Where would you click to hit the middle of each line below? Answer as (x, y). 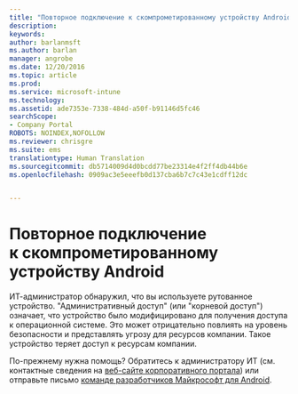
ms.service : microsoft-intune (65, 92)
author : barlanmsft (45, 42)
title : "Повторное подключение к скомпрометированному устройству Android (150, 17)
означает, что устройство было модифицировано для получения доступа (149, 316)
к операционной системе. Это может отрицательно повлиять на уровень (149, 325)
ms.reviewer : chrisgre (51, 141)
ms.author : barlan (43, 51)
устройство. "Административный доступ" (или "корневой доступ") (136, 306)
